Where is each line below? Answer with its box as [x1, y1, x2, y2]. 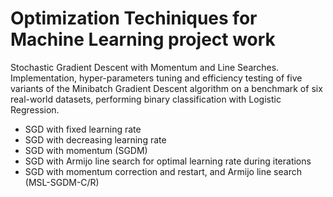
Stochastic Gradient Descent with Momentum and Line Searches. [10, 61, 280, 73]
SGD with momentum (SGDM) [24, 144, 148, 156]
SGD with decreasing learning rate [24, 133, 167, 146]
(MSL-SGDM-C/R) [24, 176, 100, 188]
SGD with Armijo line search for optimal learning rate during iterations [24, 155, 312, 167]
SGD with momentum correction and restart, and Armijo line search [24, 165, 302, 177]
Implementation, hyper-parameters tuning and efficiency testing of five [10, 72, 303, 84]
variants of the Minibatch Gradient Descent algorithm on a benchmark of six [10, 82, 323, 94]
